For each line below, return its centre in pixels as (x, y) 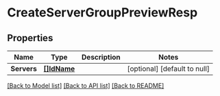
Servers (24, 69)
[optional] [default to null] (169, 69)
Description (101, 57)
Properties (30, 38)
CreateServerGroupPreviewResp (102, 13)
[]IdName (59, 69)
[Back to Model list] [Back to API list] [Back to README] (86, 86)
